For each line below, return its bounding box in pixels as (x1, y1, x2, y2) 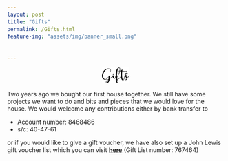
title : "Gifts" (7, 18, 51, 25)
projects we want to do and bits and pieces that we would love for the (7, 97, 205, 105)
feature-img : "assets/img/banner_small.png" (7, 33, 137, 40)
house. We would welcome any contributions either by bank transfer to (7, 105, 209, 113)
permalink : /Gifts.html (7, 25, 76, 32)
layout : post (7, 11, 45, 18)
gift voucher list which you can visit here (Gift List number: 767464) (7, 146, 199, 154)
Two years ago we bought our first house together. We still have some (7, 90, 206, 98)
